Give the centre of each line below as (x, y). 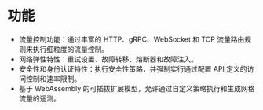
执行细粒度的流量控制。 (71, 49)
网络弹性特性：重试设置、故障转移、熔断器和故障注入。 (108, 59)
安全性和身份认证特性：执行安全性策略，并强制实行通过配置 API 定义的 (133, 68)
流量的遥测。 (39, 98)
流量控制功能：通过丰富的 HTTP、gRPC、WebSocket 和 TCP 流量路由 (131, 39)
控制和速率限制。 (53, 79)
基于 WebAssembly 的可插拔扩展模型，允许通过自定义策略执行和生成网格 (137, 88)
